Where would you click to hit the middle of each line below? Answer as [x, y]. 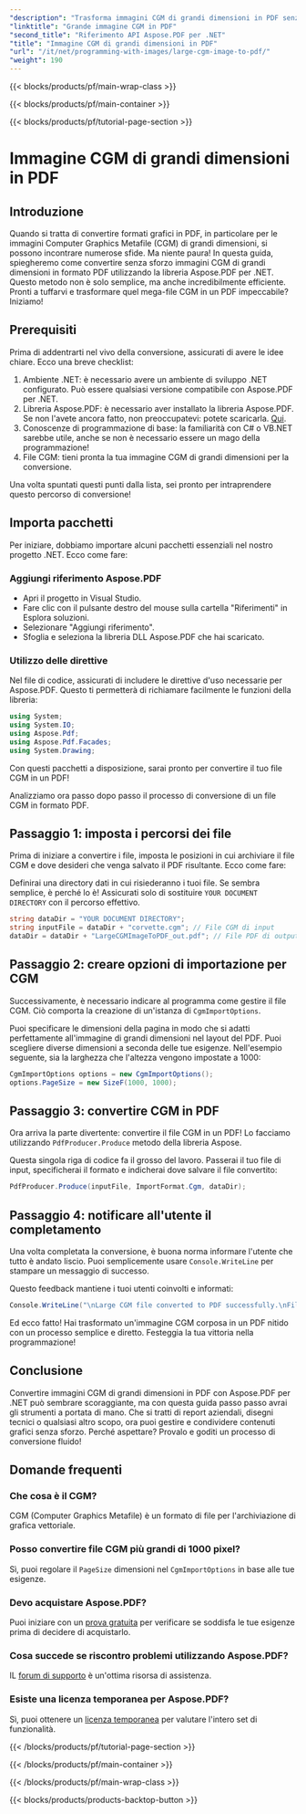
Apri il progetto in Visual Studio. [82, 598]
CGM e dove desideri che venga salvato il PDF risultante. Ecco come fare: [148, 865]
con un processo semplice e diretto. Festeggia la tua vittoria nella [132, 1332]
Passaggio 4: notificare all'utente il [111, 1215]
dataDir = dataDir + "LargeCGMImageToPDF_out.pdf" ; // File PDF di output [154, 937]
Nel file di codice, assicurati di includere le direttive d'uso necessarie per [146, 680]
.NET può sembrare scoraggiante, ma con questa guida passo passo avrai [148, 1402]
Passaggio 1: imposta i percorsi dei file [121, 833]
